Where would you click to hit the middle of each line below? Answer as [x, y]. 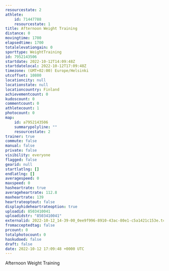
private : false [21, 151]
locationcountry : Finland [32, 89]
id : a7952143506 [31, 122]
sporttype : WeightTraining [33, 52]
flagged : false [21, 160]
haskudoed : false [23, 239]
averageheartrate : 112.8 [31, 192]
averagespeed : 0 [22, 179]
